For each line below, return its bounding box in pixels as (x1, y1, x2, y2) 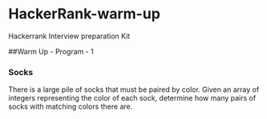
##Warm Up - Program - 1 (8, 46, 95, 56)
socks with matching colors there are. (8, 101, 133, 112)
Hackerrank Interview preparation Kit (8, 31, 131, 41)
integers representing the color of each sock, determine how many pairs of (8, 93, 257, 103)
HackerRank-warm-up (8, 5, 160, 23)
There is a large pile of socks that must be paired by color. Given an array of (8, 85, 260, 94)
